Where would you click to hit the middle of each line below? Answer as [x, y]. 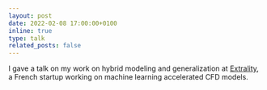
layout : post [30, 16]
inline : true [30, 31]
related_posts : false [45, 46]
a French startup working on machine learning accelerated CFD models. [128, 77]
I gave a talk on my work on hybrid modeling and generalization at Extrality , [133, 68]
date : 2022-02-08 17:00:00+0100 [63, 23]
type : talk [27, 38]
